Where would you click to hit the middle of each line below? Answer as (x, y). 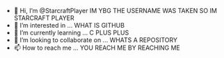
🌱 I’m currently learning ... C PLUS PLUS (71, 32)
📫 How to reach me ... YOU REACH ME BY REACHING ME (97, 48)
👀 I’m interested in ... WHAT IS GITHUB (69, 25)
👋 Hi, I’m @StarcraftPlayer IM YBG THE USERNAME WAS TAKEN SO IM (115, 11)
